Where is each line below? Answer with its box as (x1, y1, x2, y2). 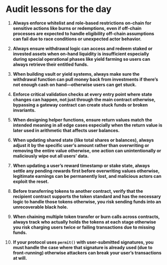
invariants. (12, 107, 36, 113)
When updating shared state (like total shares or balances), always (12, 137, 154, 143)
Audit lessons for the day (5, 3, 112, 15)
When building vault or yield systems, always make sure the (12, 71, 140, 77)
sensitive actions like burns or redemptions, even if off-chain (12, 25, 142, 31)
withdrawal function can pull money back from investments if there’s (12, 76, 159, 82)
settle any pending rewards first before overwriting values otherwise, (12, 168, 160, 174)
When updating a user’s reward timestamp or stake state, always (12, 162, 150, 168)
